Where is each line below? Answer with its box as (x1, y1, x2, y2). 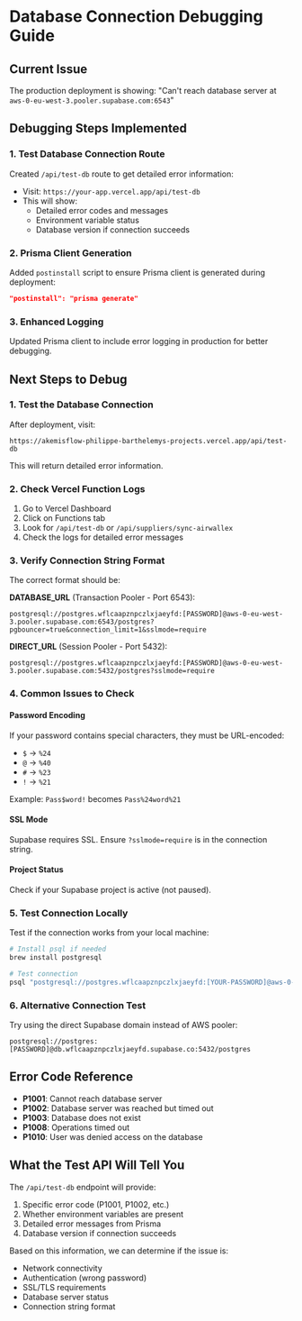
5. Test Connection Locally (9, 906, 129, 919)
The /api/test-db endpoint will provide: (9, 1181, 156, 1192)
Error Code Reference (9, 1070, 133, 1085)
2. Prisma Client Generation (9, 246, 132, 259)
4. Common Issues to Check (9, 688, 135, 700)
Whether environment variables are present (22, 1208, 184, 1219)
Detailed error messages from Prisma (22, 1218, 162, 1229)
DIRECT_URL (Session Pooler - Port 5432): (9, 642, 168, 652)
